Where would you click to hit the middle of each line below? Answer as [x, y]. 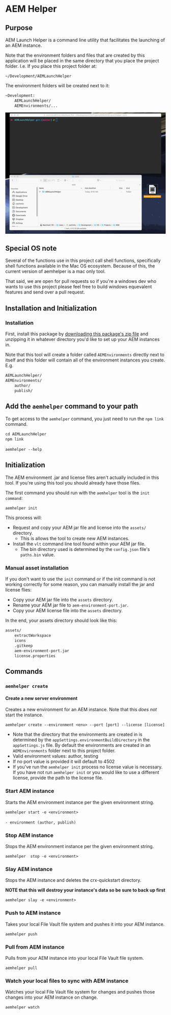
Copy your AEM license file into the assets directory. [68, 610]
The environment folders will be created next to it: [58, 86]
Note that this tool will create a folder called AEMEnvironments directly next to [85, 354]
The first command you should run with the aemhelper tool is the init [77, 493]
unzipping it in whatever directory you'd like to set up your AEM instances [82, 339]
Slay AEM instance [29, 869]
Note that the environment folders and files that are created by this [75, 55]
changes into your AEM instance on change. [52, 997]
